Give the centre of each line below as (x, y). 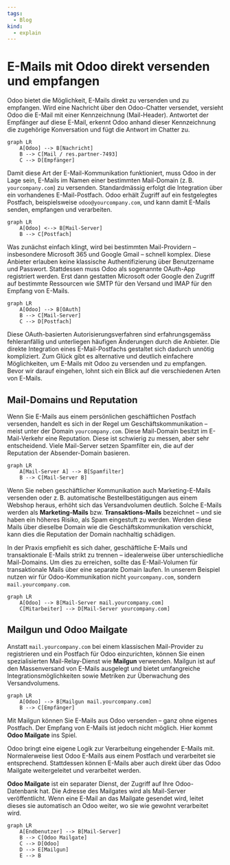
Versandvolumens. (34, 683)
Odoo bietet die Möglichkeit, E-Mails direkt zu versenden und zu (98, 100)
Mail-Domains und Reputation (72, 400)
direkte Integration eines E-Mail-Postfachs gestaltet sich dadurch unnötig (111, 349)
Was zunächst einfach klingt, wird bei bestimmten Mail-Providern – (102, 247)
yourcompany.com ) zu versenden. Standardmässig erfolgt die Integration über (115, 188)
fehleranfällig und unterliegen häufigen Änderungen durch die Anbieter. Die (114, 342)
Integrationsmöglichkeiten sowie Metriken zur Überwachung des (99, 676)
